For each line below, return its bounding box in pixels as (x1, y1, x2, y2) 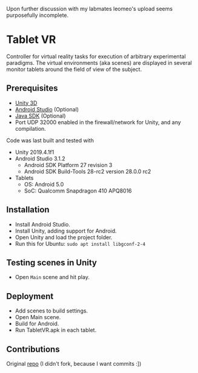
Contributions (6, 344, 60, 354)
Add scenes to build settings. (15, 307, 88, 314)
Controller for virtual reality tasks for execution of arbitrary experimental (6, 53, 186, 60)
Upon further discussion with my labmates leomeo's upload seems (6, 5, 173, 12)
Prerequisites (6, 83, 58, 93)
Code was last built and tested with (6, 136, 94, 144)
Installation (6, 205, 50, 215)
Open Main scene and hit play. (15, 274, 90, 281)
